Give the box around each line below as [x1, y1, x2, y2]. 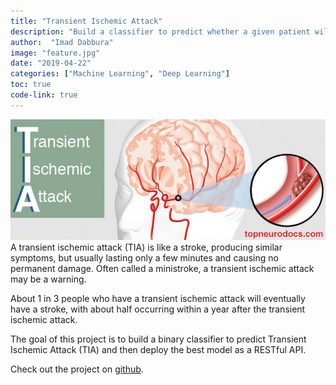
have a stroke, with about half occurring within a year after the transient [10, 303, 306, 315]
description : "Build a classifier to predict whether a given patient [10, 26, 311, 37]
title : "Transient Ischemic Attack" [10, 16, 163, 26]
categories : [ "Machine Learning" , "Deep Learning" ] [10, 69, 230, 79]
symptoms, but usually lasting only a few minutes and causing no [10, 252, 279, 264]
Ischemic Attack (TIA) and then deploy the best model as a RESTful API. [10, 344, 307, 356]
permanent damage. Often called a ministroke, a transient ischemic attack [10, 263, 315, 275]
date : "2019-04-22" [10, 58, 92, 69]
